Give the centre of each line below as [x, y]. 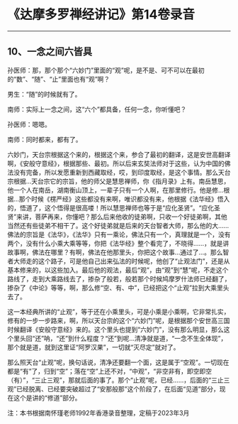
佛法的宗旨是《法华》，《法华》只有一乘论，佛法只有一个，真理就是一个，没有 [119, 234]
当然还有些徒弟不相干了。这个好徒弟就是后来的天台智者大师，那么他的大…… [118, 225]
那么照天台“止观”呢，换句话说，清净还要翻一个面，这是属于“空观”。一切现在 [118, 362]
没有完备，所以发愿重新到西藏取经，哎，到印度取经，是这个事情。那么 [115, 172]
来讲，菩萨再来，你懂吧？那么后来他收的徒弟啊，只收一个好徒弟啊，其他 [122, 217]
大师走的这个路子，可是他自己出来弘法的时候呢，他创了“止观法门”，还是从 [121, 261]
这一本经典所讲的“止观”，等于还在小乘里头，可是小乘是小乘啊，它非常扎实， [119, 311]
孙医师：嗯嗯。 [29, 124]
